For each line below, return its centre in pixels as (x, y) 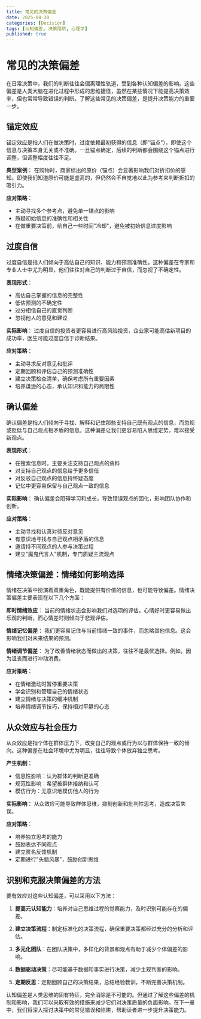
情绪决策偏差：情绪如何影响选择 (65, 574)
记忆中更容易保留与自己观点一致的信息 (62, 485)
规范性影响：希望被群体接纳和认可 (57, 783)
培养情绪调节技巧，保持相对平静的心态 (62, 707)
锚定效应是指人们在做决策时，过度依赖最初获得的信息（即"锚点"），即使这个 (99, 142)
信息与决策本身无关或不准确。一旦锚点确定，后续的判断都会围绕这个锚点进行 (100, 150)
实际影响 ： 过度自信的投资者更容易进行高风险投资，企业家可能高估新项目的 (99, 330)
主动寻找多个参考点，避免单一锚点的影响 (65, 210)
